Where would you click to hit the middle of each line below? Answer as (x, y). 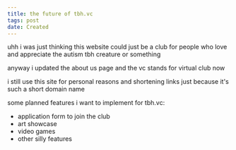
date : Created (28, 27)
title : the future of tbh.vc (50, 14)
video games (36, 132)
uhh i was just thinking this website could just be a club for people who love (117, 47)
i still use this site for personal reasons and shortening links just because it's (118, 82)
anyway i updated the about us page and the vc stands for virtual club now (116, 68)
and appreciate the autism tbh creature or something (84, 54)
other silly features (45, 139)
